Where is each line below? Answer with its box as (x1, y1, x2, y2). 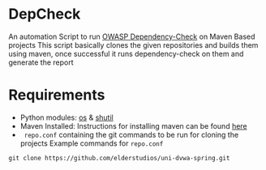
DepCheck (8, 5, 81, 23)
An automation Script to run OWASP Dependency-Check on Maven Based (8, 32, 255, 41)
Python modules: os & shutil (19, 113, 114, 122)
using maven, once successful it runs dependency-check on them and (8, 49, 244, 58)
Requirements (8, 86, 105, 104)
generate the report (8, 57, 75, 67)
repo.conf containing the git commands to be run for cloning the (24, 130, 239, 139)
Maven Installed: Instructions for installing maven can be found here (19, 121, 247, 130)
